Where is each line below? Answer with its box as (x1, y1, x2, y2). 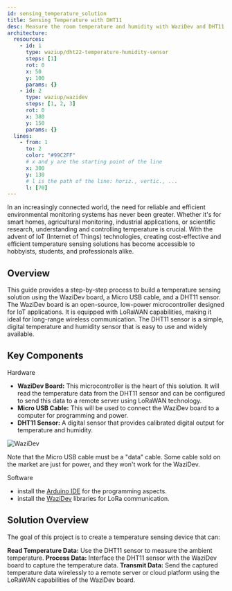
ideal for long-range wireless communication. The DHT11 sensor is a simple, (7, 315, 224, 324)
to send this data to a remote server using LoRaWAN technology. (17, 396, 202, 405)
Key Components (7, 350, 84, 362)
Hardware (7, 368, 36, 376)
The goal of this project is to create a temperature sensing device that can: (7, 533, 220, 541)
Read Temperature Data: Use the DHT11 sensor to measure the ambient (7, 546, 213, 554)
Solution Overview (7, 514, 89, 527)
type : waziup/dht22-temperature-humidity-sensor (25, 49, 169, 56)
